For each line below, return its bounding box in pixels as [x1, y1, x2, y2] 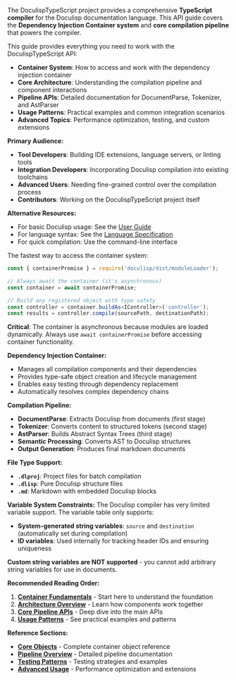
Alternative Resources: [7, 209, 77, 217]
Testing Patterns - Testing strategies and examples [17, 657, 168, 666]
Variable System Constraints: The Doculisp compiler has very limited [7, 500, 210, 509]
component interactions [17, 86, 87, 94]
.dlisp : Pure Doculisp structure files [17, 479, 123, 488]
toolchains [17, 173, 48, 181]
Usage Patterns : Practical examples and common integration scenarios [17, 109, 225, 116]
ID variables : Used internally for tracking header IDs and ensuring [17, 537, 209, 545]
